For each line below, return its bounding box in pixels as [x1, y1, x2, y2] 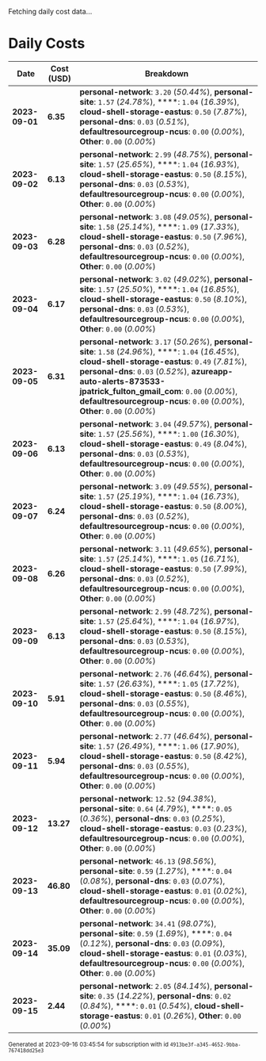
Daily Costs [8, 35, 85, 52]
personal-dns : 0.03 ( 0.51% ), [79, 116, 190, 127]
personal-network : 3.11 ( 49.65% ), [79, 543, 212, 554]
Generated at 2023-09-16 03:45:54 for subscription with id [8, 1040, 169, 1048]
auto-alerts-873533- [79, 376, 165, 387]
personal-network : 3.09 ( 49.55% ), [79, 481, 212, 492]
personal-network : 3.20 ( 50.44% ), [79, 86, 212, 98]
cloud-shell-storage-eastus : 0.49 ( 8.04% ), [79, 438, 247, 449]
